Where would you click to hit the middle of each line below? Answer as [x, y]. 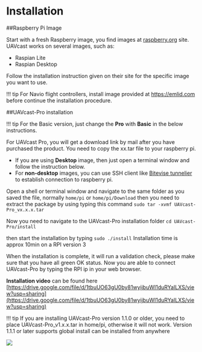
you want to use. [27, 82]
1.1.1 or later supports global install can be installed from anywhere [88, 331]
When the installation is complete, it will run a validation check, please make [101, 256]
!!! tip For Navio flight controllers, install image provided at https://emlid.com [101, 94]
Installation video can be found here [52, 281]
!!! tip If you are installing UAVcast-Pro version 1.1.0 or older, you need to [96, 318]
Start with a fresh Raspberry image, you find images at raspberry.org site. [98, 39]
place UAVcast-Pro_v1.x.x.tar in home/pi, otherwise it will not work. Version [99, 324]
